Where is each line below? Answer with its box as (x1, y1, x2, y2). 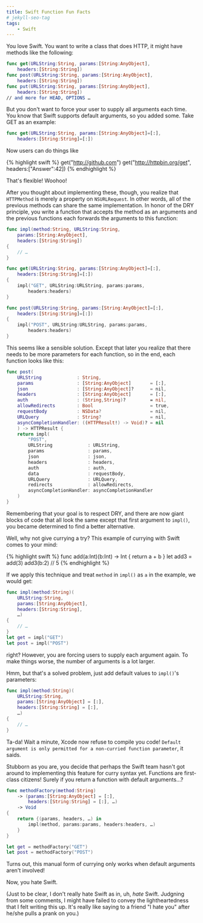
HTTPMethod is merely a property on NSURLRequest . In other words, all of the (6, 195, 191, 202)
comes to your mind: (6, 541, 58, 548)
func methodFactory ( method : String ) (6, 787, 96, 793)
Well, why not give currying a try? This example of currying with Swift (6, 534, 180, 542)
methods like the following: (6, 49, 74, 57)
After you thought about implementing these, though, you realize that (6, 189, 179, 196)
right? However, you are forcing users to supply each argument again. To (6, 651, 188, 659)
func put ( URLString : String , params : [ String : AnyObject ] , (6, 83, 150, 89)
